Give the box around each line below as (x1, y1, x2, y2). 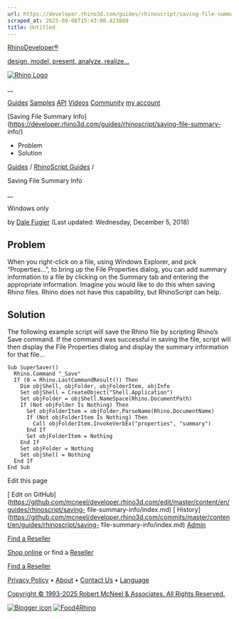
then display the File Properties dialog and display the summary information (7, 343, 229, 351)
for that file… (7, 350, 45, 359)
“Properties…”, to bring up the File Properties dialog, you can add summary (7, 265, 228, 274)
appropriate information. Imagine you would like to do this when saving (7, 280, 216, 289)
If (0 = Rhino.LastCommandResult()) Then (14, 377, 139, 384)
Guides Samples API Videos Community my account (7, 98, 161, 107)
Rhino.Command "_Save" (14, 370, 81, 377)
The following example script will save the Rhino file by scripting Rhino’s (7, 327, 218, 336)
